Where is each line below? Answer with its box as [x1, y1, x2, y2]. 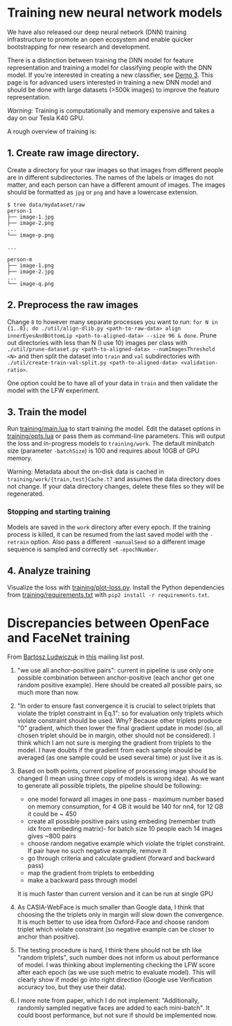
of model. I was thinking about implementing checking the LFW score [17, 961, 215, 969]
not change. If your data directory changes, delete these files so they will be [7, 482, 224, 491]
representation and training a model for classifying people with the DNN [7, 63, 213, 72]
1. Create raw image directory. [7, 147, 140, 159]
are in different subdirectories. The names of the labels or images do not [7, 173, 214, 181]
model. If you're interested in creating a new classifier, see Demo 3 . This [7, 71, 213, 79]
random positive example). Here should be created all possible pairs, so [17, 681, 222, 689]
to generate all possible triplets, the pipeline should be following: [17, 782, 202, 790]
